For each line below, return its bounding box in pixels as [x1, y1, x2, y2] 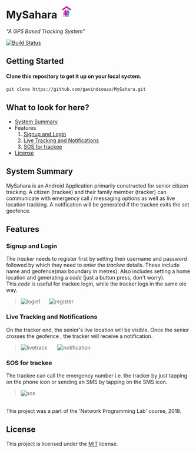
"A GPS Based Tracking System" [6, 28, 85, 35]
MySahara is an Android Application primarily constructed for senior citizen [6, 182, 188, 189]
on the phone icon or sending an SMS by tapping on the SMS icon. [6, 379, 168, 386]
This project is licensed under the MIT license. [6, 440, 118, 447]
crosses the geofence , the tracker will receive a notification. [6, 332, 153, 340]
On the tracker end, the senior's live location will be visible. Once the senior [6, 326, 190, 333]
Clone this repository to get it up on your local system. [6, 73, 142, 80]
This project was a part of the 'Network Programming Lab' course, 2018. [6, 408, 181, 415]
